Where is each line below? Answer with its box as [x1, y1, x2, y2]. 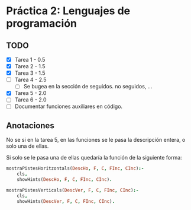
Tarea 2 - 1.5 [14, 63, 46, 70]
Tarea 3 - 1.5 [14, 69, 46, 77]
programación [6, 17, 77, 30]
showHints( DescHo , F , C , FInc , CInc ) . [17, 177, 112, 183]
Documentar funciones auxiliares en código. [14, 103, 123, 110]
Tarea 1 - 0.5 [14, 56, 46, 63]
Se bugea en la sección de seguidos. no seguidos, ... [23, 83, 153, 90]
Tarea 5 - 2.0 [14, 90, 47, 97]
